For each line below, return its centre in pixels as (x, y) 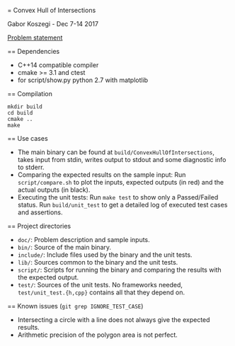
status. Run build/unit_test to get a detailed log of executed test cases (122, 205)
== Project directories (39, 226)
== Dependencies (34, 51)
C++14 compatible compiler (58, 65)
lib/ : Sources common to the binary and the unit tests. (98, 262)
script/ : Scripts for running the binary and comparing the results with (119, 270)
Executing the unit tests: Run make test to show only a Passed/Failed (118, 197)
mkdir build (25, 107)
